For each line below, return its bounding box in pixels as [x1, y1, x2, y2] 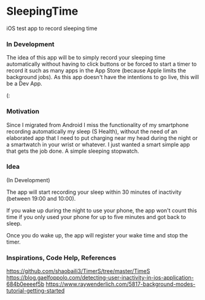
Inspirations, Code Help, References [6, 253, 117, 262]
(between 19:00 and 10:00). [6, 194, 76, 202]
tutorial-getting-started [6, 287, 65, 294]
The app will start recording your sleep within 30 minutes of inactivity [6, 188, 182, 196]
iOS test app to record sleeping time [6, 25, 98, 32]
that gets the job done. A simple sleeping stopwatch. [6, 147, 139, 155]
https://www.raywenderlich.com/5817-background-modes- [45, 280, 196, 288]
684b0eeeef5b [6, 280, 45, 288]
